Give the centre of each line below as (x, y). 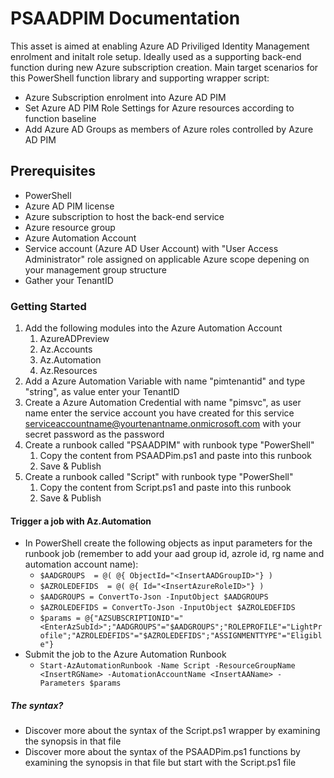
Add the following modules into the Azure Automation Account (153, 328)
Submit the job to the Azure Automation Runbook (125, 654)
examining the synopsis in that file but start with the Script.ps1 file (160, 763)
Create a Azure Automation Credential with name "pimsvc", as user (163, 403)
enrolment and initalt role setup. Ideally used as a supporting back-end (156, 56)
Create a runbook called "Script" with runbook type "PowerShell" (159, 477)
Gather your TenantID (69, 280)
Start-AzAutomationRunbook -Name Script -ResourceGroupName (167, 666)
